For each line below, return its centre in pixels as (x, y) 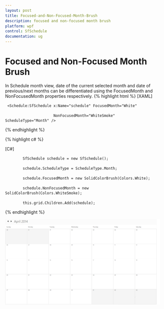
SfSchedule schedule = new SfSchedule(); (66, 158)
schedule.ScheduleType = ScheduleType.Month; (70, 168)
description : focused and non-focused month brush (58, 21)
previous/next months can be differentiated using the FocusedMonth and (79, 91)
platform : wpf (20, 26)
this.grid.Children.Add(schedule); (59, 203)
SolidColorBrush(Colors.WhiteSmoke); (44, 193)
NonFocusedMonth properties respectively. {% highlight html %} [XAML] (79, 96)
